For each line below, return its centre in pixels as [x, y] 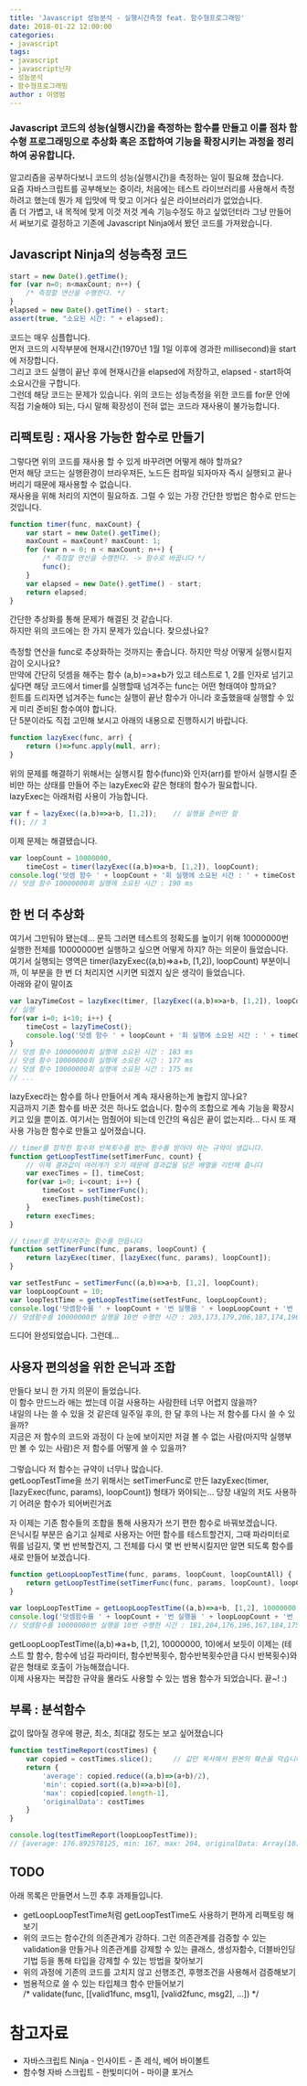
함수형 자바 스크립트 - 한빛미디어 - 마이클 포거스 [108, 2071]
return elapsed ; [57, 592]
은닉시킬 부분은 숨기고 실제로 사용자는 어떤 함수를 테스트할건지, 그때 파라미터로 [150, 1535]
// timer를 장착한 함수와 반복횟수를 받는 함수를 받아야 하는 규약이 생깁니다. [137, 1148]
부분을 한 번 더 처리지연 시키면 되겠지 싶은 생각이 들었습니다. [138, 973]
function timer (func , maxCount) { [75, 524]
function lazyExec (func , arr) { [71, 738]
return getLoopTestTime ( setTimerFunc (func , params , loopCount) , [151, 1583]
